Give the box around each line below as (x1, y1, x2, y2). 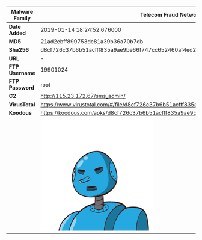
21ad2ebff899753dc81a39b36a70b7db (40, 38, 144, 45)
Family (13, 14, 31, 22)
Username (8, 69, 36, 76)
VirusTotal (8, 100, 35, 108)
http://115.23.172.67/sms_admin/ (40, 93, 126, 100)
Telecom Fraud (140, 11, 179, 18)
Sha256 (8, 46, 29, 54)
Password (8, 84, 35, 91)
